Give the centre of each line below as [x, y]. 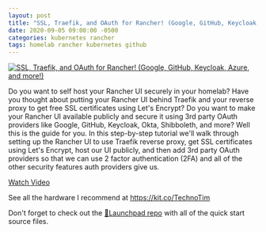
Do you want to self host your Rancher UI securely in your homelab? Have [129, 91]
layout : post [30, 15]
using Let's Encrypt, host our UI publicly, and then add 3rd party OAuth [124, 150]
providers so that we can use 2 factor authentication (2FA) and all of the [125, 158]
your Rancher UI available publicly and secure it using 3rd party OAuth [123, 116]
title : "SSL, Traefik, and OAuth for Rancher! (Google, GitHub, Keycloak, [134, 23]
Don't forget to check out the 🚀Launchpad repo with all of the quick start [127, 213]
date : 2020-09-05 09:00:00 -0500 [63, 30]
